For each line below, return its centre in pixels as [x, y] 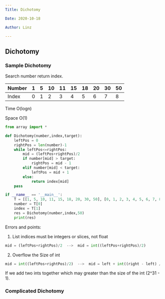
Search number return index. [34, 76]
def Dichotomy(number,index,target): [44, 136]
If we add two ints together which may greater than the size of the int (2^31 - [82, 273]
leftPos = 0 [26, 140]
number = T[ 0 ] [28, 204]
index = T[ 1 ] [27, 209]
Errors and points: [23, 227]
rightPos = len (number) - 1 [41, 145]
